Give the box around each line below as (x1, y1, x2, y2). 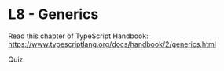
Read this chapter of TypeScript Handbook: (8, 31, 149, 41)
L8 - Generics (8, 5, 99, 23)
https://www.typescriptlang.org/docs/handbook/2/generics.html (8, 39, 216, 48)
